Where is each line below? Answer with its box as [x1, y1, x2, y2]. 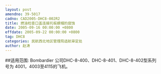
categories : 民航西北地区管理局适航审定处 [5, 39, 83, 44]
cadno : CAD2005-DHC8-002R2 [5, 16, 60, 21]
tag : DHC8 [5, 35, 25, 39]
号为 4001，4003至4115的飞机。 [5, 63, 70, 69]
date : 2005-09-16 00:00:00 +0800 [5, 25, 73, 30]
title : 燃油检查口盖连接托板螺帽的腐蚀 [5, 20, 75, 26]
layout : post [5, 7, 32, 12]
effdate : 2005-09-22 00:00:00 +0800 [5, 30, 80, 35]
